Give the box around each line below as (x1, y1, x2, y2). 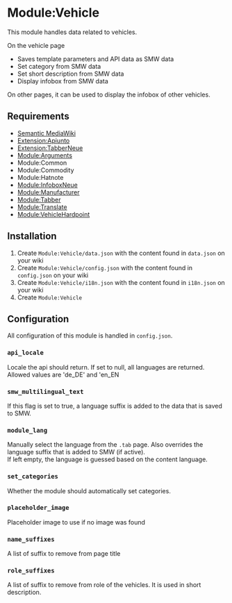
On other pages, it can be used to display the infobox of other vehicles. (7, 90, 210, 99)
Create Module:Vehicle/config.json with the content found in (17, 263, 193, 272)
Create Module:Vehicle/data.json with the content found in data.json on (17, 249, 226, 257)
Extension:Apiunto (17, 136, 70, 144)
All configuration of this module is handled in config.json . (7, 331, 173, 340)
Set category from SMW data (17, 62, 101, 70)
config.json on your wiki (17, 271, 89, 279)
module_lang (7, 426, 48, 434)
